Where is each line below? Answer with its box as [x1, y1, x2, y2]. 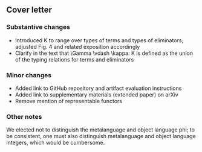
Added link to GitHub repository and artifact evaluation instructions [15, 84, 182, 92]
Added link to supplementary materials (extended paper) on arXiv [15, 90, 178, 98]
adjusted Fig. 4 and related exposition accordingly [15, 43, 140, 50]
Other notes [6, 112, 42, 121]
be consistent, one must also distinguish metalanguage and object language [6, 133, 197, 140]
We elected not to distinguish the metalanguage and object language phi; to [6, 126, 195, 133]
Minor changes [6, 71, 52, 79]
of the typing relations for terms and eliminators [15, 55, 134, 63]
